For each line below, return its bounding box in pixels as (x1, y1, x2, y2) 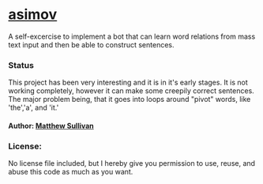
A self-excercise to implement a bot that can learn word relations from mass (8, 32, 256, 41)
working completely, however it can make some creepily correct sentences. (8, 86, 254, 96)
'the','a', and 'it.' (8, 103, 59, 112)
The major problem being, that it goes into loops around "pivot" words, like (8, 95, 251, 104)
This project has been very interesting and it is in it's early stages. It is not (8, 77, 249, 88)
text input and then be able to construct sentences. (8, 39, 175, 49)
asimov (8, 6, 58, 24)
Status (8, 59, 34, 70)
